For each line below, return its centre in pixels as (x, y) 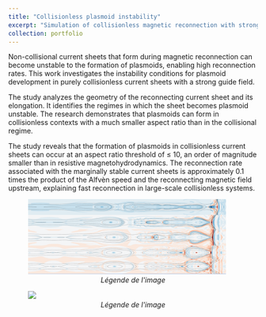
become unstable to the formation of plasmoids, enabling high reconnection (132, 65)
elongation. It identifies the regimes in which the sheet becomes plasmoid (129, 106)
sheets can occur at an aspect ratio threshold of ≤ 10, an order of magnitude (133, 155)
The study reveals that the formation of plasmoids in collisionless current (127, 146)
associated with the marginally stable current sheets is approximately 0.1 (126, 172)
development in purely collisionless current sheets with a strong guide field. (131, 82)
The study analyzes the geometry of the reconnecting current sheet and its (131, 97)
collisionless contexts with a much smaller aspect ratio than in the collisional (133, 123)
